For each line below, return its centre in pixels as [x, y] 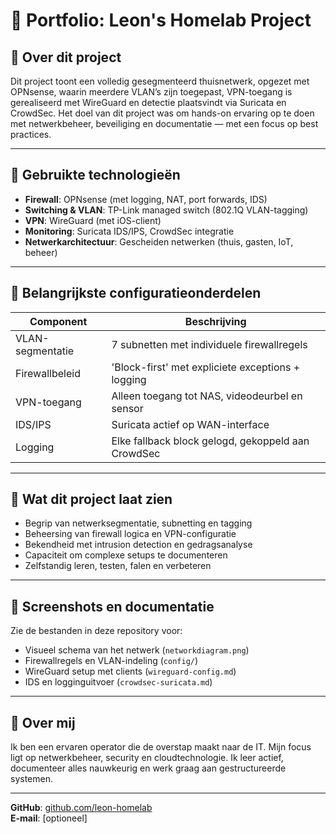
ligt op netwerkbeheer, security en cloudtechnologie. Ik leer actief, [147, 758]
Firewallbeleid [48, 373]
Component [58, 321]
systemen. [31, 779]
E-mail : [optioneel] [49, 818]
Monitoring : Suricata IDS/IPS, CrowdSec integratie [129, 231]
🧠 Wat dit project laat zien [91, 499]
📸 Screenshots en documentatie [112, 606]
